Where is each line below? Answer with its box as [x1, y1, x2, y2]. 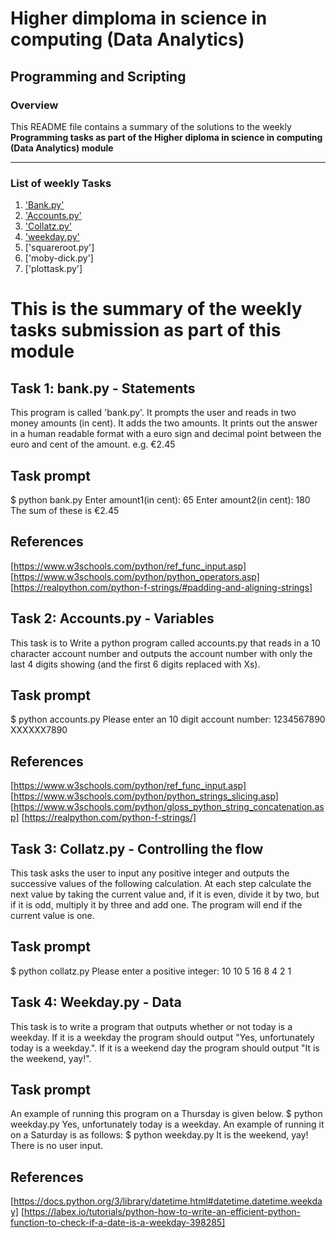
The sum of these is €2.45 [10, 504, 120, 516]
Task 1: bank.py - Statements [10, 380, 196, 397]
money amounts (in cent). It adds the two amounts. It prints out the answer [10, 417, 318, 429]
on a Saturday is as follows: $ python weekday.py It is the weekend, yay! [10, 1129, 309, 1141]
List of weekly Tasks [10, 176, 112, 190]
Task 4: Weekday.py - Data [10, 994, 182, 1011]
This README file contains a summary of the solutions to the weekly [10, 120, 292, 132]
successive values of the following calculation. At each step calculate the [10, 878, 312, 890]
